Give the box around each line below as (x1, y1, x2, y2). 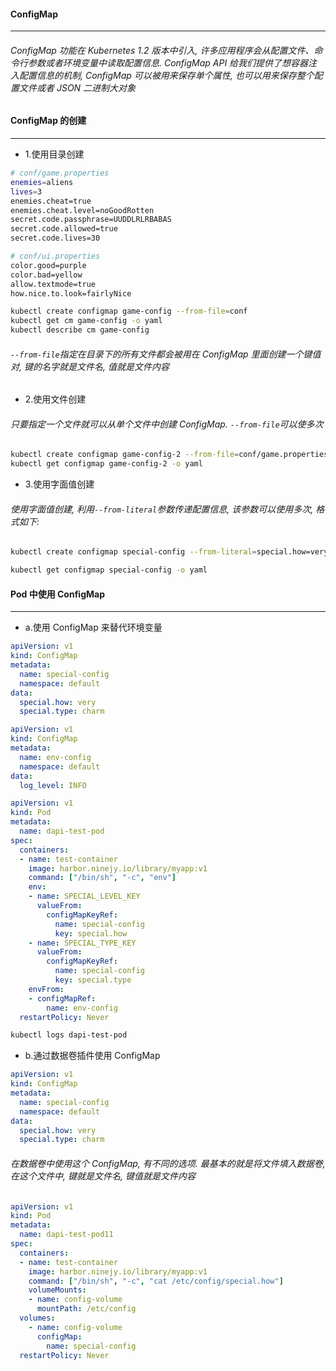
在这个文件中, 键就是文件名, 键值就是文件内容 (10, 1170, 196, 1182)
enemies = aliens (10, 177, 74, 187)
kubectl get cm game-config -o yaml (10, 316, 163, 326)
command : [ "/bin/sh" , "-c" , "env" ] (28, 873, 177, 883)
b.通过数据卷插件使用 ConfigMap (24, 1050, 161, 1062)
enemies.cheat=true (10, 196, 92, 206)
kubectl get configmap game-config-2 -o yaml (10, 459, 203, 469)
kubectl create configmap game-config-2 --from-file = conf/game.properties (10, 450, 329, 460)
